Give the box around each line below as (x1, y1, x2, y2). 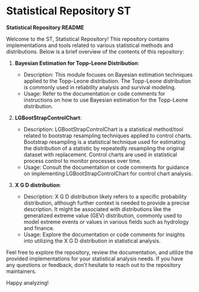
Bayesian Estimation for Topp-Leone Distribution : (14, 59, 140, 67)
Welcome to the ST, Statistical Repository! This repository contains (6, 35, 169, 42)
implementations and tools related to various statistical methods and (6, 42, 173, 49)
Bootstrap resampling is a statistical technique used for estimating (23, 138, 186, 145)
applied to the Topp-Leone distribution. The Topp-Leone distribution (23, 77, 191, 84)
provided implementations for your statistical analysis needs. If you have (6, 255, 184, 262)
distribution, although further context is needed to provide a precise (23, 199, 190, 206)
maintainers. (6, 268, 37, 275)
